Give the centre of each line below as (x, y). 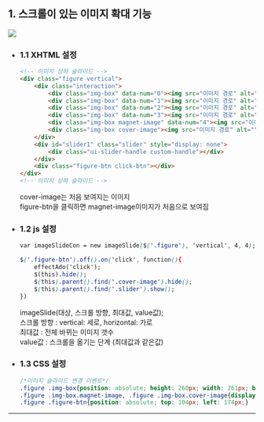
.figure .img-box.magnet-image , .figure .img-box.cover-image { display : (139, 395)
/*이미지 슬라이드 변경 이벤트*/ (64, 380)
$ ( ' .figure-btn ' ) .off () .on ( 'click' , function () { (101, 260)
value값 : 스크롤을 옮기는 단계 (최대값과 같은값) (92, 342)
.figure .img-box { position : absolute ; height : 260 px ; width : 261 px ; (134, 388)
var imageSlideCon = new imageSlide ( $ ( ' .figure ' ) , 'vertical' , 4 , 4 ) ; (137, 246)
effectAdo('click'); (68, 267)
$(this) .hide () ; (60, 275)
